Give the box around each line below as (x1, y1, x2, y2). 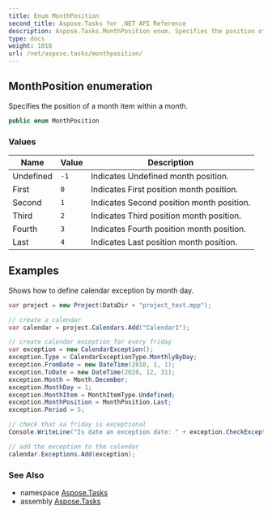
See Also (8, 469, 45, 481)
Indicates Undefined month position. (90, 170, 229, 182)
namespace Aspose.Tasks (19, 487, 108, 497)
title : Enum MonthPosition (8, 11, 100, 20)
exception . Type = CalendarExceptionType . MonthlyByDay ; (8, 353, 198, 362)
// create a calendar (8, 315, 82, 324)
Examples (8, 264, 59, 278)
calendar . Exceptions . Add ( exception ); (8, 450, 136, 458)
